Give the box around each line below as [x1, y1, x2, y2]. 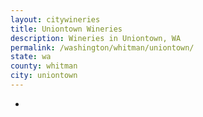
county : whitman [10, 61, 78, 71]
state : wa [10, 52, 52, 62]
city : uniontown [10, 71, 78, 81]
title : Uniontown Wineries [10, 24, 123, 34]
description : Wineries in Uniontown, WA [10, 33, 182, 43]
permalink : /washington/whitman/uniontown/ [10, 42, 195, 53]
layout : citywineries [10, 14, 101, 25]
